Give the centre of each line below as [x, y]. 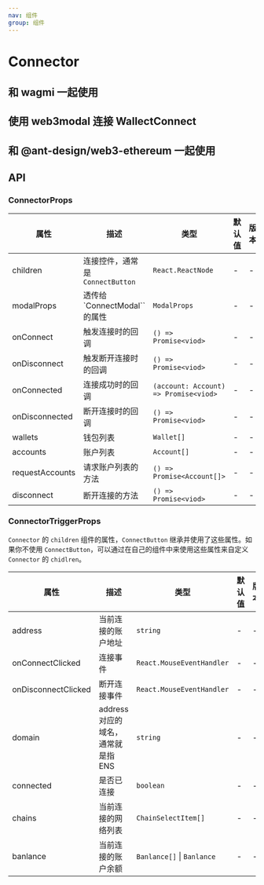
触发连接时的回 [111, 331]
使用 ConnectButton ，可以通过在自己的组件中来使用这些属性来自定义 [139, 549]
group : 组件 [26, 23]
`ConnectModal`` [114, 305]
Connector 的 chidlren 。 [47, 559]
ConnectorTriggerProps [55, 521]
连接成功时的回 [111, 384]
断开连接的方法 [111, 496]
